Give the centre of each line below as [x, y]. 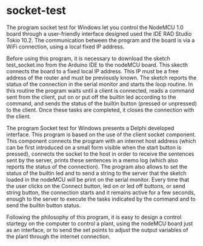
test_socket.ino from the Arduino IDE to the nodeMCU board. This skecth [97, 65]
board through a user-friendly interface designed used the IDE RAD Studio [99, 33]
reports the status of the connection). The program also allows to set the [97, 167]
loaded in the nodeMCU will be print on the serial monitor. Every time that [98, 179]
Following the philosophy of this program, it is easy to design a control [94, 217]
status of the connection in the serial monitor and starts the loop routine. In [100, 84]
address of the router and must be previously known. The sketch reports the [101, 78]
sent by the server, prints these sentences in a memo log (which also [92, 160]
